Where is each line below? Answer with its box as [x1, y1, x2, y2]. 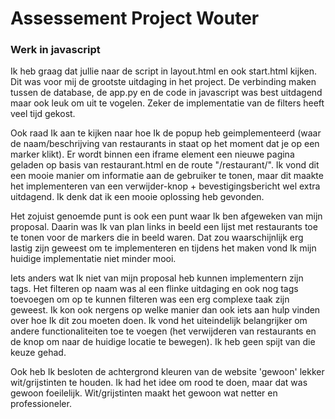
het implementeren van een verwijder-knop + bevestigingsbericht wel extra [10, 180, 321, 192]
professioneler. [10, 398, 72, 410]
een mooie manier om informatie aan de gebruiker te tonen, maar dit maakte [10, 170, 324, 182]
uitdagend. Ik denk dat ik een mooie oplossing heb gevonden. [10, 191, 265, 203]
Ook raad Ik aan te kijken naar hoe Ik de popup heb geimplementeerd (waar [10, 127, 322, 139]
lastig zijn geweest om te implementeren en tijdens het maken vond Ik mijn [10, 242, 317, 254]
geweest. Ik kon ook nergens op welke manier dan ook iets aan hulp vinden [10, 304, 321, 316]
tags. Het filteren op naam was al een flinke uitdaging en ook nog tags [10, 283, 299, 295]
